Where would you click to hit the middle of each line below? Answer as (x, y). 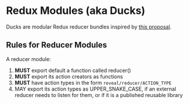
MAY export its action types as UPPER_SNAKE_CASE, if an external (95, 89)
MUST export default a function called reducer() (73, 70)
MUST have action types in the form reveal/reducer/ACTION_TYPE (93, 83)
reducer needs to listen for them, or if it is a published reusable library (99, 95)
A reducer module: (29, 59)
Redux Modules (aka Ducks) (76, 11)
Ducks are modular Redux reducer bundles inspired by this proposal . (89, 27)
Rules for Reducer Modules (56, 45)
